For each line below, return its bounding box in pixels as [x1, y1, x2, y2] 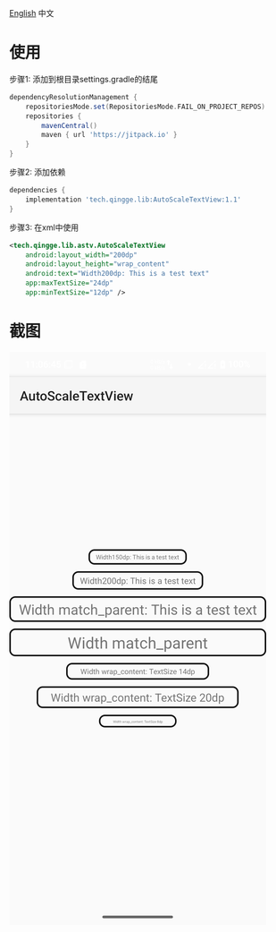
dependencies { [9, 186, 66, 195]
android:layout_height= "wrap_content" [25, 260, 170, 269]
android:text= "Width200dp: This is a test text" [25, 269, 210, 278]
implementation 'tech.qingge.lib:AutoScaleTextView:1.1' [25, 195, 242, 204]
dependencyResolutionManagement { [9, 92, 138, 101]
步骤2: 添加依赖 [9, 167, 66, 177]
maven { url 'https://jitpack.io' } [41, 131, 178, 140]
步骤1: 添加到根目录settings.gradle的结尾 [9, 73, 158, 84]
